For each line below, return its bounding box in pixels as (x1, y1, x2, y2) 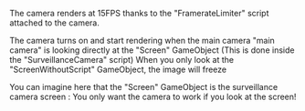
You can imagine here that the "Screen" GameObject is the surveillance (9, 82, 279, 92)
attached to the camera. (9, 17, 100, 28)
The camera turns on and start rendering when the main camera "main (9, 35, 276, 45)
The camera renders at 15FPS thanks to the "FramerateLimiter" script (9, 8, 269, 18)
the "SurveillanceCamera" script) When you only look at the (9, 55, 235, 65)
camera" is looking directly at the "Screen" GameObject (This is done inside (9, 45, 295, 55)
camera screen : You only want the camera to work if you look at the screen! (9, 91, 297, 102)
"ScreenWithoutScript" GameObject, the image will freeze (9, 64, 226, 75)
